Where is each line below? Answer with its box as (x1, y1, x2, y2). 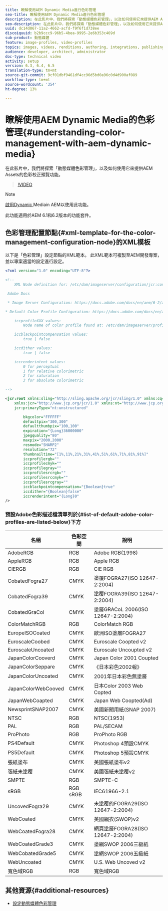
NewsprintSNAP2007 (7, 706, 59, 713)
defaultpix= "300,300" (23, 419, 68, 424)
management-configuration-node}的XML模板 (5, 238, 151, 246)
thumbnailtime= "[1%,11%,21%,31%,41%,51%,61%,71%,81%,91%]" (23, 451, 149, 457)
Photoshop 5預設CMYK (93, 749, 149, 756)
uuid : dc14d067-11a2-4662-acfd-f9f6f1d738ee (5, 26, 99, 31)
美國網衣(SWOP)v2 (93, 815, 139, 822)
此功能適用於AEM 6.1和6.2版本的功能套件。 (5, 212, 94, 218)
